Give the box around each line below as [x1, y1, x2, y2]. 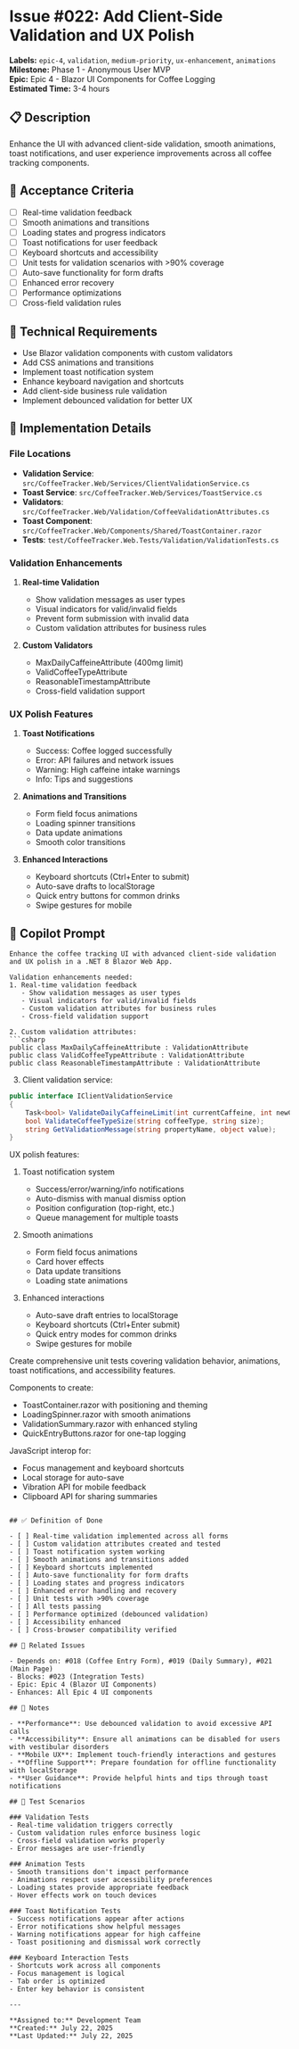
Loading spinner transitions [35, 818, 136, 829]
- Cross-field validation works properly [9, 1837, 166, 1846]
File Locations [9, 448, 71, 460]
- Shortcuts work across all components [9, 1962, 162, 1970]
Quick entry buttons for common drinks [35, 891, 181, 901]
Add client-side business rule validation [21, 386, 167, 396]
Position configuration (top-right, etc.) [35, 1203, 175, 1214]
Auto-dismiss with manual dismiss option [35, 1193, 187, 1204]
